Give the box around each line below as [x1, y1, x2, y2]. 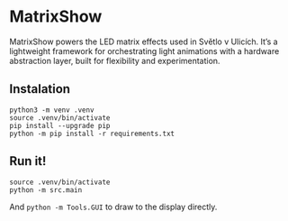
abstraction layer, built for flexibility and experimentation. [9, 55, 220, 66]
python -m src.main [9, 185, 83, 195]
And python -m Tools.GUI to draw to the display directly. [9, 201, 218, 212]
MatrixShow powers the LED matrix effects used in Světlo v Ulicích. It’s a [9, 36, 278, 47]
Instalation [9, 81, 70, 97]
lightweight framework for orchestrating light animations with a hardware [9, 45, 280, 56]
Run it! [9, 153, 47, 169]
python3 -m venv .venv [9, 106, 94, 115]
